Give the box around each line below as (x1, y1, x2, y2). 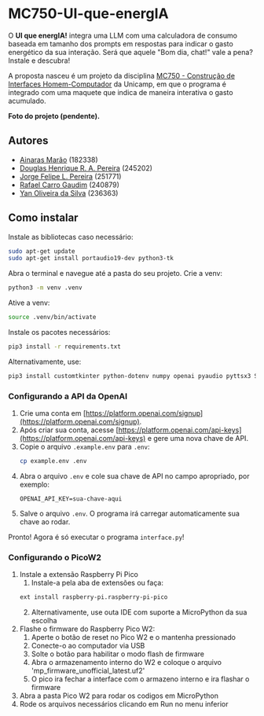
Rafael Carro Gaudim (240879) (19, 180, 120, 189)
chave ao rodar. (19, 516, 71, 527)
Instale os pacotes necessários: (8, 328, 111, 337)
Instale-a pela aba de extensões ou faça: (31, 578, 163, 588)
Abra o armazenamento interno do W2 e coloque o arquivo (31, 658, 222, 667)
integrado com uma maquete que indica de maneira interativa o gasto (8, 87, 233, 97)
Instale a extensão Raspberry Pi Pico (19, 570, 139, 579)
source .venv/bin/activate (8, 314, 97, 321)
